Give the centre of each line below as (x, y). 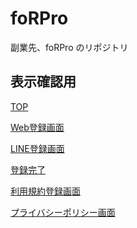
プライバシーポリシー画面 (63, 212)
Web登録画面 (37, 127)
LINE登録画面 (37, 148)
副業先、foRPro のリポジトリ (69, 47)
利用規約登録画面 (45, 191)
